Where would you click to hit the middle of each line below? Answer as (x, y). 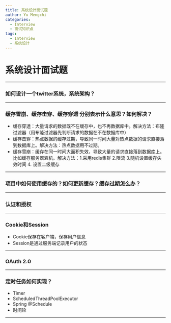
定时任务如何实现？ (29, 282)
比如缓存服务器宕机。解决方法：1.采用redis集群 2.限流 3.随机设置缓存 (85, 158)
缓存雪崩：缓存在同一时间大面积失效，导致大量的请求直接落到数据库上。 (88, 152)
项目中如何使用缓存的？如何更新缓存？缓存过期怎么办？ (73, 184)
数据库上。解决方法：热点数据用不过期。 (60, 145)
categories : (18, 19)
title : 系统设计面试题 (27, 10)
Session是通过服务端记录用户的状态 (50, 243)
